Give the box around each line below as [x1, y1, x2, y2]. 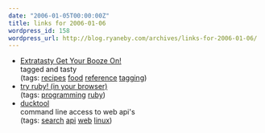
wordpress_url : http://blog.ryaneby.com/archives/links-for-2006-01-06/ [8, 34, 258, 42]
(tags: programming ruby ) [19, 90, 106, 100]
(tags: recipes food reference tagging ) [19, 73, 147, 83]
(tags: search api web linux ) [19, 115, 113, 125]
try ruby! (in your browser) [19, 82, 108, 91]
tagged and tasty [19, 65, 77, 75]
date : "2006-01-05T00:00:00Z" [8, 11, 110, 20]
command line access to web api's [19, 107, 135, 117]
